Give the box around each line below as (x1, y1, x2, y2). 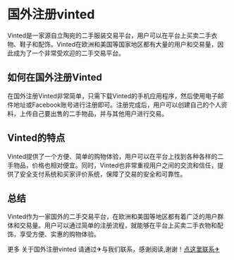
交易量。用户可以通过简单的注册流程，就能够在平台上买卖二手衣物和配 (19, 221, 223, 230)
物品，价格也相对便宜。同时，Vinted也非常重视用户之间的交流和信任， (13, 160, 218, 170)
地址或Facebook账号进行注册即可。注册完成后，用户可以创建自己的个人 (13, 100, 221, 109)
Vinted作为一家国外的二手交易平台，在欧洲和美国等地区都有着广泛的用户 (7, 213, 218, 221)
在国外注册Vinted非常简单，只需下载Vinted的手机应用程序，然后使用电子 (7, 91, 218, 100)
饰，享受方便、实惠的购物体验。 (7, 230, 100, 239)
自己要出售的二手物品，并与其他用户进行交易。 (31, 109, 168, 117)
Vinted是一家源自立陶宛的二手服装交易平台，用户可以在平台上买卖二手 (7, 31, 211, 40)
